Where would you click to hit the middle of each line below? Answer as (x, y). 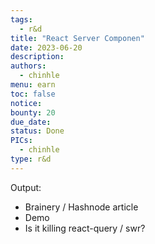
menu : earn (33, 85)
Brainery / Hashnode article (81, 207)
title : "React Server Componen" (77, 38)
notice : (26, 103)
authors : (28, 66)
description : (37, 57)
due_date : (31, 122)
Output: (26, 187)
